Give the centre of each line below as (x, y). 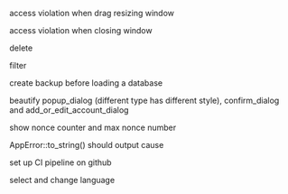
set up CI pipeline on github (60, 162)
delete (21, 48)
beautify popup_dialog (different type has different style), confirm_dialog (144, 100)
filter (18, 65)
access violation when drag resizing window (92, 13)
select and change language (62, 180)
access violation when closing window (81, 30)
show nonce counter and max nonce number (93, 127)
